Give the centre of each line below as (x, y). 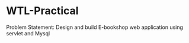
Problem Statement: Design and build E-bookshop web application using (95, 27)
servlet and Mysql (28, 33)
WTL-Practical (42, 11)
